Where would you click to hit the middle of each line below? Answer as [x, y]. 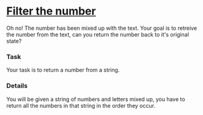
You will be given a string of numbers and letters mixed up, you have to [96, 99]
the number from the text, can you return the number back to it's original [98, 34]
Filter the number [51, 11]
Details [17, 86]
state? [14, 41]
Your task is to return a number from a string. [63, 70]
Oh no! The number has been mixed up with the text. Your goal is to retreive [102, 28]
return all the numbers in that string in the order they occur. [81, 105]
